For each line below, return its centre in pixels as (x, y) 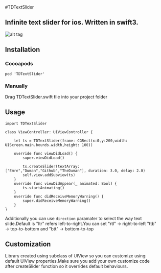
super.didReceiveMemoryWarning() (57, 200)
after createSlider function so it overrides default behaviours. (67, 266)
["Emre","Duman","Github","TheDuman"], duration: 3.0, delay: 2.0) (75, 171)
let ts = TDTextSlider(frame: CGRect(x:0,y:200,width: (71, 141)
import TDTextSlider (26, 124)
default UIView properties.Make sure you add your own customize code (78, 261)
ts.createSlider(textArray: (51, 166)
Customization (28, 244)
